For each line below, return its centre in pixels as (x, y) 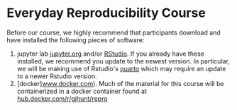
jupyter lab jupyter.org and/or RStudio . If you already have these (111, 54)
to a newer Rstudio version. (57, 76)
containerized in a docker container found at (82, 91)
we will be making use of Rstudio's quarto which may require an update (121, 68)
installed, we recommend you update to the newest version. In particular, (123, 61)
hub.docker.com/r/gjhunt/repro (62, 98)
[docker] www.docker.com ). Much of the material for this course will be (120, 83)
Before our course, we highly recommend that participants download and (114, 32)
